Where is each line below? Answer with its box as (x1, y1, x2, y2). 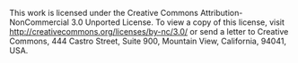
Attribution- (200, 8, 243, 18)
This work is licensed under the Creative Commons (9, 8, 199, 18)
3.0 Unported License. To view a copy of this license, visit (71, 17, 285, 28)
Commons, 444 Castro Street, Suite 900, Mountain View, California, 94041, (9, 35, 287, 46)
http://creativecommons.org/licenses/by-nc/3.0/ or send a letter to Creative (9, 27, 289, 36)
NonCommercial (9, 17, 70, 28)
